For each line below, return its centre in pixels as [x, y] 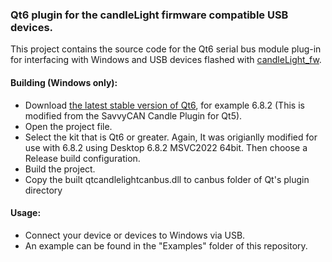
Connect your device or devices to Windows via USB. [135, 235]
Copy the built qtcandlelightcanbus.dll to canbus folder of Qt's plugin [167, 179]
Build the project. [60, 169]
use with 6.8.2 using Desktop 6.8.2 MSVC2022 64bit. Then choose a [166, 147]
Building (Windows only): [64, 82]
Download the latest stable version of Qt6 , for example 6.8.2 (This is [164, 105]
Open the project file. [68, 126]
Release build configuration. [82, 158]
